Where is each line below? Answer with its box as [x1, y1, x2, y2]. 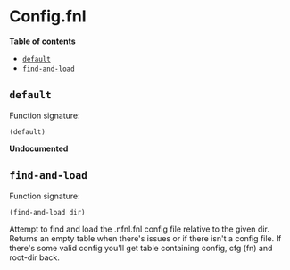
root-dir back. [9, 252, 61, 263]
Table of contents [9, 36, 76, 46]
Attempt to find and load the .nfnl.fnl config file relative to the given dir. [9, 224, 269, 234]
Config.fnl [9, 6, 87, 27]
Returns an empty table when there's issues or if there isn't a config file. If [9, 232, 282, 243]
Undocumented [9, 143, 69, 154]
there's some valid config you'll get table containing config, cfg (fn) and [9, 242, 273, 253]
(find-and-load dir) [9, 207, 87, 216]
